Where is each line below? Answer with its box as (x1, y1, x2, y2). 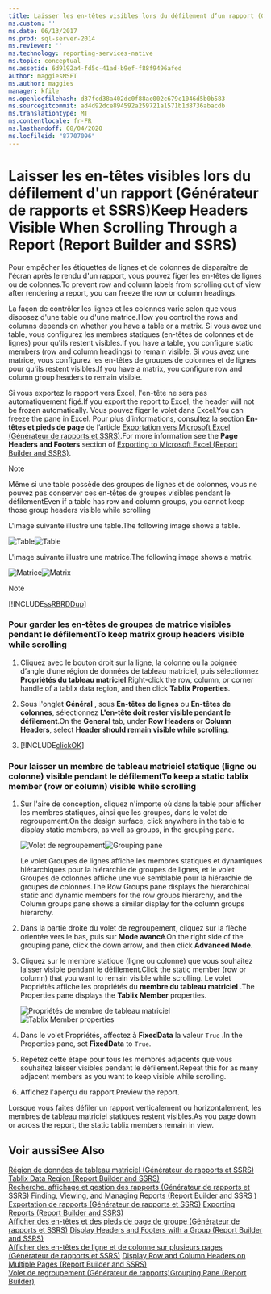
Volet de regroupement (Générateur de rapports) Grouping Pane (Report (8, 1267, 247, 1277)
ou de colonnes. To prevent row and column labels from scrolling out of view (8, 279, 261, 289)
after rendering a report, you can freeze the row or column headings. (8, 288, 237, 297)
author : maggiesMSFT (8, 72, 78, 80)
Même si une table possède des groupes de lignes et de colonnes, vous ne (8, 479, 258, 489)
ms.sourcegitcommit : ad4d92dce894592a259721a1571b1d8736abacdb (8, 102, 226, 110)
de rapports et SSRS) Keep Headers (8, 201, 248, 219)
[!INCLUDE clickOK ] (19, 740, 85, 750)
